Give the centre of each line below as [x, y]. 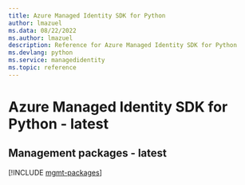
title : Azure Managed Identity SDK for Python [87, 16]
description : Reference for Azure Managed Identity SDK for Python [123, 45]
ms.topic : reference [43, 68]
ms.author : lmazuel [41, 38]
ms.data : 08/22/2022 [43, 30]
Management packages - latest [88, 154]
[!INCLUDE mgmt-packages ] [55, 172]
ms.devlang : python [41, 53]
